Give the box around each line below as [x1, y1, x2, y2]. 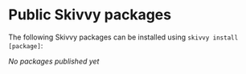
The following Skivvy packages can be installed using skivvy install [8, 32, 239, 42]
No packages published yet [8, 56, 100, 66]
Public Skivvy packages [8, 6, 171, 24]
